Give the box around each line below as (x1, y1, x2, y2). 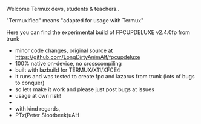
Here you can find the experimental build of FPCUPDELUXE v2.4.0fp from (6, 29, 191, 36)
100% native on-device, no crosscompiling (15, 60, 122, 67)
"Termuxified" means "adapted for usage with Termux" (6, 17, 144, 24)
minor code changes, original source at (15, 47, 113, 54)
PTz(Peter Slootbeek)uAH (15, 112, 80, 119)
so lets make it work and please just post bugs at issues (15, 86, 154, 93)
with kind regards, (15, 105, 61, 112)
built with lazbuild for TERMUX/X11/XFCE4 (15, 66, 120, 74)
